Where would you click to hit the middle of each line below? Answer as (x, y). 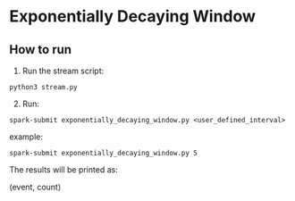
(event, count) (35, 187)
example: (26, 137)
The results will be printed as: (63, 170)
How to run (41, 50)
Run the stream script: (63, 71)
